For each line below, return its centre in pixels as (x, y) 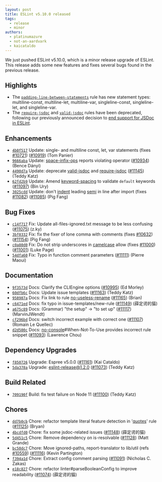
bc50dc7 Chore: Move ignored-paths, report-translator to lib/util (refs (81, 448)
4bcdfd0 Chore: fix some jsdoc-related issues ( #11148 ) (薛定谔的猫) (79, 432)
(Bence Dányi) (26, 166)
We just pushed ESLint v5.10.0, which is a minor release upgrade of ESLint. (80, 60)
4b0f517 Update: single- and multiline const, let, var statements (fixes (81, 150)
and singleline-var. (38, 107)
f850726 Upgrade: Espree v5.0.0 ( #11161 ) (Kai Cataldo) (66, 362)
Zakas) (19, 463)
